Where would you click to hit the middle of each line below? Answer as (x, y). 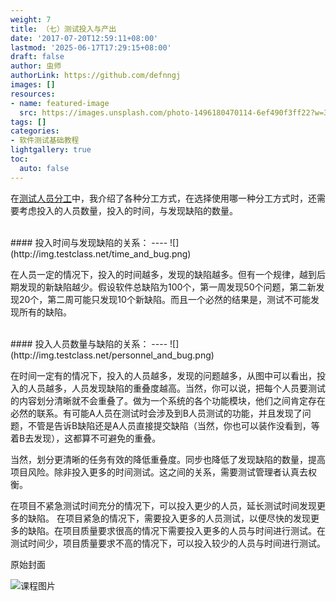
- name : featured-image (60, 103)
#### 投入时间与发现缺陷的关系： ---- (89, 242)
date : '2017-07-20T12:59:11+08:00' (84, 38)
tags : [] (28, 122)
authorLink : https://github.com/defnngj (96, 76)
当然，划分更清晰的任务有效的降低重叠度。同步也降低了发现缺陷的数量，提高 (168, 459)
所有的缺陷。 (45, 312)
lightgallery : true (51, 150)
